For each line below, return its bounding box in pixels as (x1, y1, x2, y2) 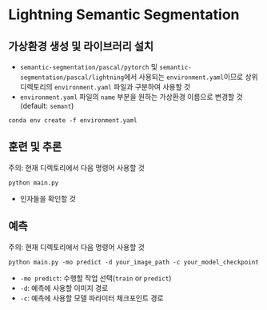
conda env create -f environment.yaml (8, 117, 137, 125)
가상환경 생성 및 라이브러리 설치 (8, 39, 154, 53)
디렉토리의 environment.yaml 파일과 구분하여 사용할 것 (19, 82, 191, 91)
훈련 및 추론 (8, 140, 62, 153)
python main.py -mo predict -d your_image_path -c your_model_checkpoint (8, 258, 260, 266)
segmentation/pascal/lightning (19, 74, 125, 81)
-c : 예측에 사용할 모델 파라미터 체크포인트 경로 (19, 293, 164, 303)
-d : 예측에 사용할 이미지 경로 (19, 283, 109, 292)
